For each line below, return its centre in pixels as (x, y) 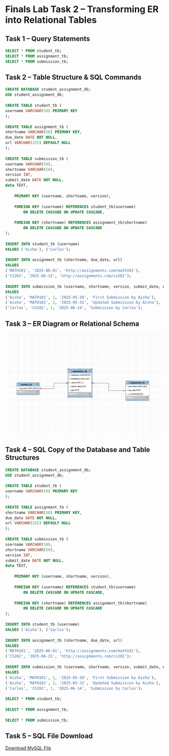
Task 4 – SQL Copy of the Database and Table (78, 450)
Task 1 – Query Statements (48, 39)
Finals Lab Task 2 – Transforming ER (82, 9)
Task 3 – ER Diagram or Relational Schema (72, 323)
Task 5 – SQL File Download (49, 736)
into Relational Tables (51, 20)
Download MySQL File (28, 748)
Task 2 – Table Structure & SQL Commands (73, 78)
